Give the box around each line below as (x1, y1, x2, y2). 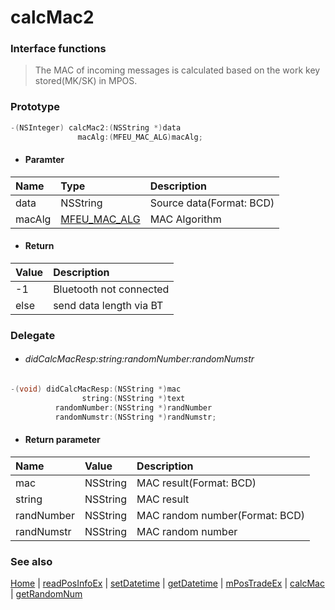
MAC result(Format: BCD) (136, 476, 257, 490)
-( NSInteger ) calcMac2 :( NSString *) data (10, 122, 182, 133)
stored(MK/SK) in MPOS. (34, 75, 138, 87)
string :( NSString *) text (81, 393, 186, 403)
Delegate (10, 328, 56, 342)
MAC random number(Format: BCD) (136, 508, 305, 522)
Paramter (24, 154, 65, 166)
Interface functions (10, 42, 107, 56)
